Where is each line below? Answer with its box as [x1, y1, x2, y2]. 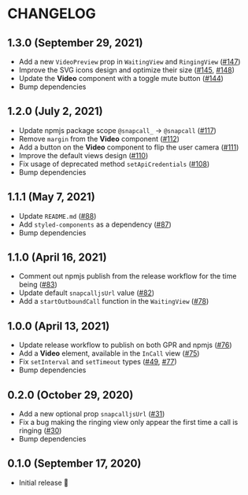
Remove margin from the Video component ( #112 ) [18, 134, 180, 143]
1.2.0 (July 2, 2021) [7, 105, 103, 118]
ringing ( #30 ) [18, 426, 62, 435]
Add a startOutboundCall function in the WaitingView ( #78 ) [18, 297, 209, 306]
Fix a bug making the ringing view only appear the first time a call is [18, 418, 239, 427]
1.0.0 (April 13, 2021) [7, 320, 110, 333]
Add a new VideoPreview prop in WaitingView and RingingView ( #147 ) [18, 57, 241, 66]
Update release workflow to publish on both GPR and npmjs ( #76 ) [18, 340, 233, 350]
